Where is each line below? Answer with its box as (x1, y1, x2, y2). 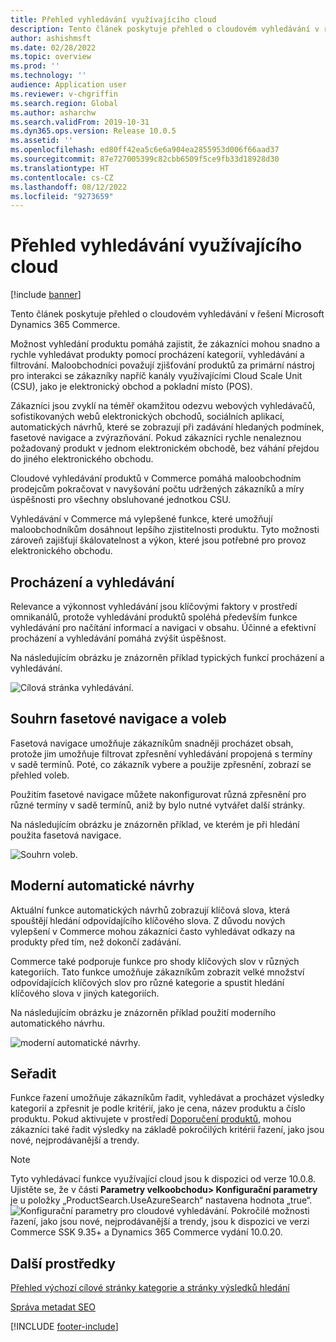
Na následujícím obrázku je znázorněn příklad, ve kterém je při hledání (10, 818, 300, 830)
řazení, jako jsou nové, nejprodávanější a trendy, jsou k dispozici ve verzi (10, 1216, 310, 1228)
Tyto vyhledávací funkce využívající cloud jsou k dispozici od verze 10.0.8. (10, 1173, 317, 1185)
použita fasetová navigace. (10, 829, 122, 841)
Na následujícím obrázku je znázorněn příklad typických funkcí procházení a (10, 652, 325, 663)
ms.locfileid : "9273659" (10, 191, 114, 201)
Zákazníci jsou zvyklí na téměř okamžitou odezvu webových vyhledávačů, (10, 400, 316, 412)
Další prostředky (10, 1255, 116, 1272)
